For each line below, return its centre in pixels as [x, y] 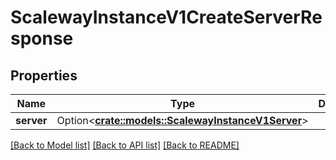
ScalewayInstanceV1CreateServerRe [166, 17]
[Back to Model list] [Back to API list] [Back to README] [125, 145]
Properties [44, 75]
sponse [42, 38]
